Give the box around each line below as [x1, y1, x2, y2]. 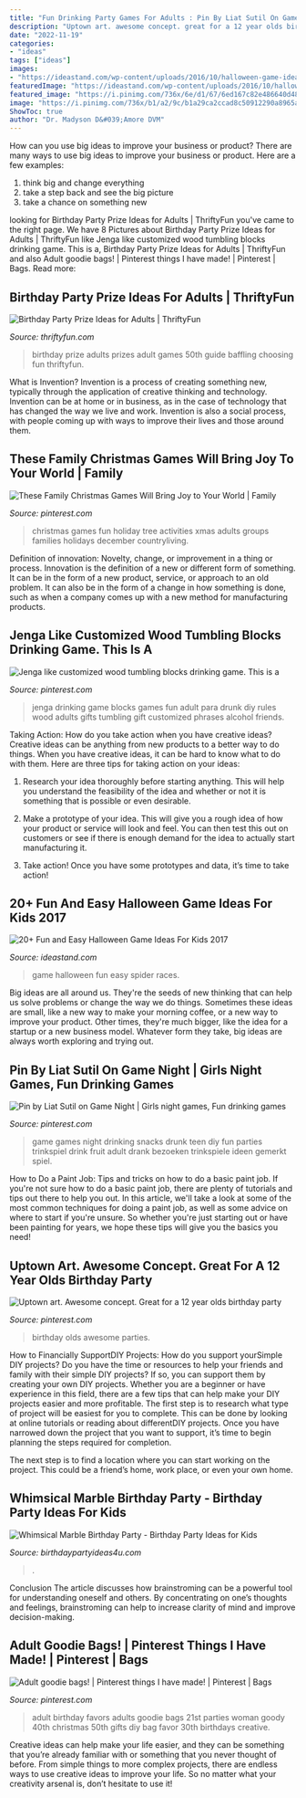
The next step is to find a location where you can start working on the [9, 1455, 270, 1466]
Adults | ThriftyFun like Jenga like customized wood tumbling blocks [9, 234, 266, 245]
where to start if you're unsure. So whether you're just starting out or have [9, 1212, 289, 1224]
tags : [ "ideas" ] [9, 56, 71, 65]
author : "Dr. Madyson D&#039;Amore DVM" [9, 115, 166, 124]
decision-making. [9, 1611, 76, 1622]
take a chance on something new [22, 197, 148, 208]
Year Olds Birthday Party [9, 1272, 153, 1288]
